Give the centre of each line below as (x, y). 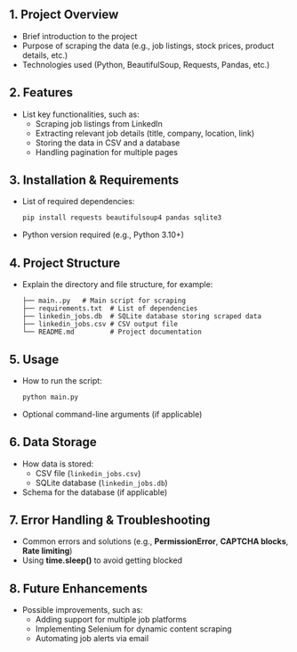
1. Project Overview (64, 15)
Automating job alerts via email (92, 639)
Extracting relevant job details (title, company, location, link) (145, 133)
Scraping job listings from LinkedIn (99, 123)
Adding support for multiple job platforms (111, 620)
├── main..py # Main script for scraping (104, 301)
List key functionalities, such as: (80, 114)
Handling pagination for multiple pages (106, 152)
